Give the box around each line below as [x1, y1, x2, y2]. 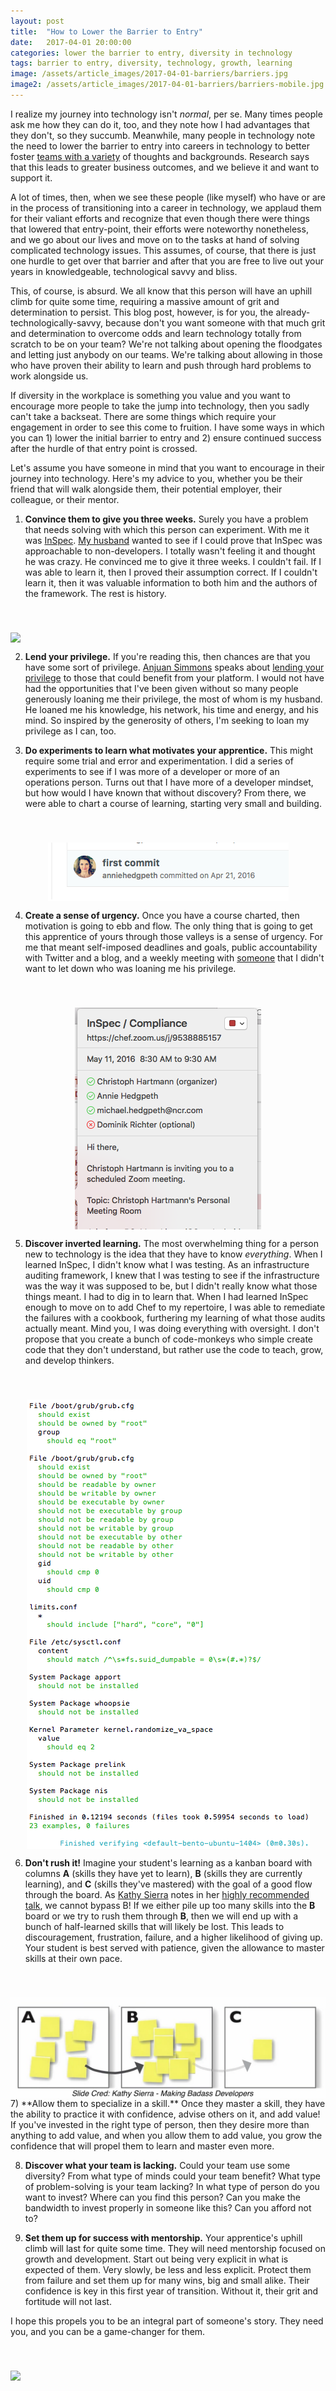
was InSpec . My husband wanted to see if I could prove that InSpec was [24, 534, 323, 546]
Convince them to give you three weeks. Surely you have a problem [24, 513, 309, 525]
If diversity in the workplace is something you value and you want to [10, 389, 291, 401]
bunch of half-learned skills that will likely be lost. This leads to [24, 1920, 285, 1932]
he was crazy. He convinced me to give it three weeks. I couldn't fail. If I [24, 555, 322, 567]
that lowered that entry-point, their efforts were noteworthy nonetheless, [10, 223, 309, 235]
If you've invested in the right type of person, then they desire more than [10, 2119, 310, 2131]
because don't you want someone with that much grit [104, 316, 326, 329]
